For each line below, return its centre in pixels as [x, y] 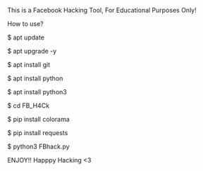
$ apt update [26, 37]
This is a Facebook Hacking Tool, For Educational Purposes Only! [102, 10]
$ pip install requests [38, 133]
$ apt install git [29, 65]
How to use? [25, 24]
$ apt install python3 [37, 92]
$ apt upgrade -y [32, 51]
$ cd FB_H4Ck [29, 106]
